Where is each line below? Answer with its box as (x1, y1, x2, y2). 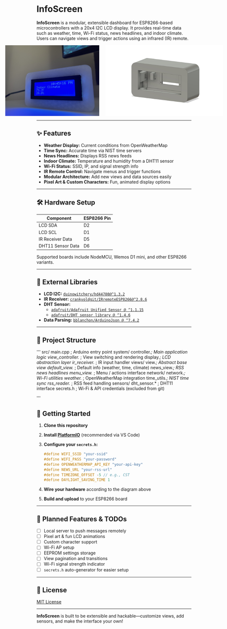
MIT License (36, 599, 62, 605)
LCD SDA (38, 222, 57, 228)
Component (47, 215, 72, 221)
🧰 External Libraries (36, 278, 98, 286)
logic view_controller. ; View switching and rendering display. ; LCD (36, 354, 171, 360)
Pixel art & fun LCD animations (43, 534, 105, 539)
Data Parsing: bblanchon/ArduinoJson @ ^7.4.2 (43, 317, 140, 323)
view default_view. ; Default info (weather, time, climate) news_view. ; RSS (36, 365, 184, 371)
